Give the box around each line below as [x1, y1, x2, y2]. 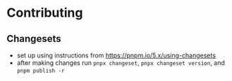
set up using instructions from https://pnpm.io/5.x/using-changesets [16, 51, 216, 59]
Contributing [6, 5, 83, 21]
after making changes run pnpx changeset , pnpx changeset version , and [16, 59, 225, 67]
